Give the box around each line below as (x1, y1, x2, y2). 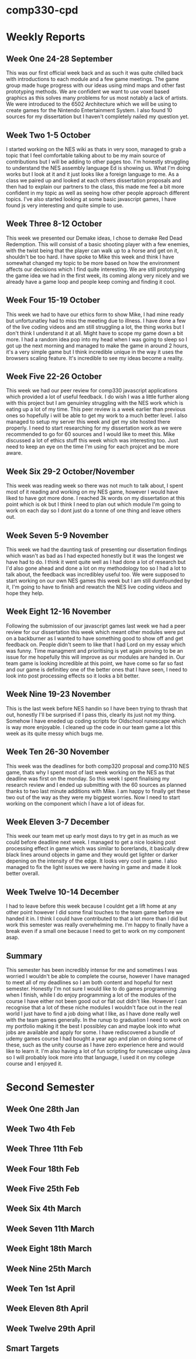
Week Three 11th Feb (6, 1144, 83, 1154)
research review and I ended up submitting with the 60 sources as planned (6, 781, 187, 788)
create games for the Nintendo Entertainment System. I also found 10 (6, 107, 173, 114)
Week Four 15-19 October (6, 295, 101, 306)
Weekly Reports (6, 31, 85, 44)
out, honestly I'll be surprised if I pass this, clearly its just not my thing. (6, 711, 176, 718)
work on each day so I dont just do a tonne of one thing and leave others (6, 507, 181, 514)
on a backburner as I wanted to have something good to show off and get (6, 635, 183, 642)
